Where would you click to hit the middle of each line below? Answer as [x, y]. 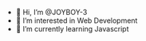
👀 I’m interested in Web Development [77, 20]
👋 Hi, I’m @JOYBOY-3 [51, 12]
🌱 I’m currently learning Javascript [72, 29]
